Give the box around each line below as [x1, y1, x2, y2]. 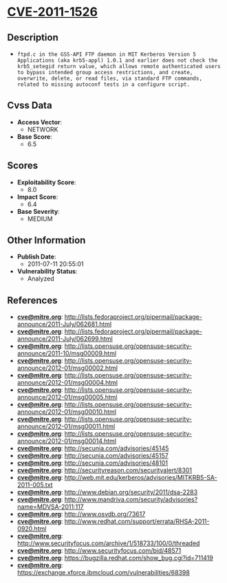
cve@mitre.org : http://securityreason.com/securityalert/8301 [17, 466, 193, 474]
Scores [7, 159, 39, 172]
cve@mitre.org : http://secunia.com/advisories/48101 [17, 459, 169, 467]
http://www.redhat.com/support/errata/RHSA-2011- [64, 517, 210, 526]
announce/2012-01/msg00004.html [17, 379, 118, 387]
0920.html [17, 525, 47, 533]
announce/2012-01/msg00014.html [17, 437, 117, 445]
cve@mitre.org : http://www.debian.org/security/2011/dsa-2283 [17, 488, 198, 496]
